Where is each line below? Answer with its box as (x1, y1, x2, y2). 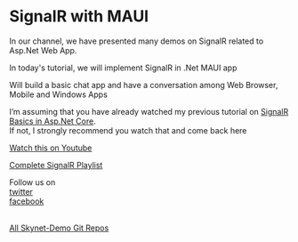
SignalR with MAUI (9, 6, 149, 27)
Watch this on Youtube (9, 142, 93, 153)
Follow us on (9, 176, 56, 188)
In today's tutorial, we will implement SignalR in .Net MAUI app (9, 62, 238, 73)
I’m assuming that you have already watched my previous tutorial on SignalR (9, 106, 289, 117)
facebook (9, 196, 44, 206)
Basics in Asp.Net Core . (9, 116, 96, 126)
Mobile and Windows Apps (9, 89, 109, 100)
